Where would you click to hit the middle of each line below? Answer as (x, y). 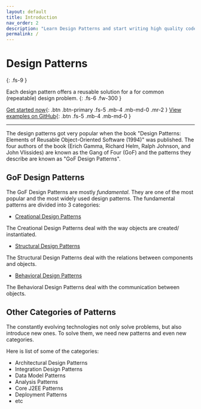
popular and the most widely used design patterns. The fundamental (91, 198)
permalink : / (22, 34)
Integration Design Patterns (48, 369)
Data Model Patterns (40, 375)
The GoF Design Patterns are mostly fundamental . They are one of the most (100, 192)
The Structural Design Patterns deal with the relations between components (100, 257)
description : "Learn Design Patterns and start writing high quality (95, 28)
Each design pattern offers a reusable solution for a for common (85, 92)
